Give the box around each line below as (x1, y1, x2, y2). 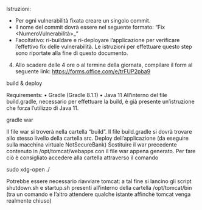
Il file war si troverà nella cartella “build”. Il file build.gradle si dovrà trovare (6, 128, 192, 135)
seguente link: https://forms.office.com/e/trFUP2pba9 (15, 68, 151, 75)
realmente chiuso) (6, 197, 52, 204)
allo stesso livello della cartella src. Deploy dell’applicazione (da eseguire (6, 134, 189, 142)
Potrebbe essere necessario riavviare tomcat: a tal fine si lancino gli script (6, 178, 192, 185)
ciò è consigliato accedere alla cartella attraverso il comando (6, 154, 159, 161)
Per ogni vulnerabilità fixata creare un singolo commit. (15, 17, 151, 24)
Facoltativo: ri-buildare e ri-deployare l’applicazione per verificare (15, 37, 180, 43)
